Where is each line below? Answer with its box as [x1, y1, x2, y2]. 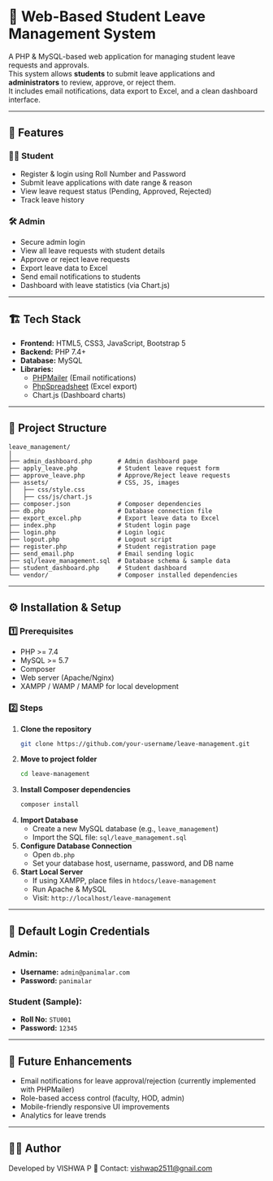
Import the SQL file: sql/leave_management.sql [32, 833, 187, 843]
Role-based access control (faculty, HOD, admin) [19, 1093, 185, 1103]
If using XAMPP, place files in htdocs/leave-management [32, 876, 217, 886]
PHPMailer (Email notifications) [32, 373, 136, 382]
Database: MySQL [19, 355, 83, 365]
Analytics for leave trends [19, 1110, 106, 1120]
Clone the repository [19, 724, 92, 734]
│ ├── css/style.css [8, 486, 85, 494]
